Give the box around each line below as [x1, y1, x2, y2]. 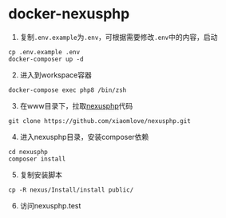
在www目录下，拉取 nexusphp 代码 [19, 101, 133, 110]
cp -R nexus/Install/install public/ [8, 185, 134, 194]
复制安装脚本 [19, 169, 62, 180]
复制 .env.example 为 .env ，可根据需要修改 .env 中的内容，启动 [19, 32, 218, 42]
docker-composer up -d [8, 55, 84, 63]
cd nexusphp [8, 148, 48, 156]
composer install [8, 155, 66, 163]
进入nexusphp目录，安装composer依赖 [19, 132, 149, 141]
